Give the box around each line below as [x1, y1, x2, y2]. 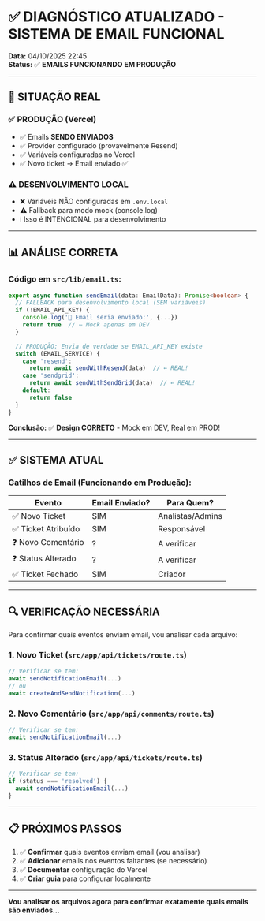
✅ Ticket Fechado [12, 569, 79, 580]
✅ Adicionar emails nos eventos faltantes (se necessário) [19, 856, 207, 865]
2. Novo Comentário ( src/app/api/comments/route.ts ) [8, 708, 215, 719]
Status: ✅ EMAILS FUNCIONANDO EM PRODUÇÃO [8, 59, 177, 69]
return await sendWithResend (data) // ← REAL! [28, 364, 189, 372]
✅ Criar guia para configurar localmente [19, 874, 151, 883]
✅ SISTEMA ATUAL [8, 453, 104, 467]
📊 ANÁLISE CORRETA [8, 246, 118, 259]
